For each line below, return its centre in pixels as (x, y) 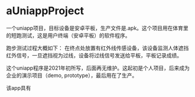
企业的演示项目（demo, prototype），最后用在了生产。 (72, 75)
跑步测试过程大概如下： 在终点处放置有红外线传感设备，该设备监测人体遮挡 (97, 48)
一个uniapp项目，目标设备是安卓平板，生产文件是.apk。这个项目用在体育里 (97, 28)
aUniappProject (45, 11)
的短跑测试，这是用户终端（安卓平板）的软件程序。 (68, 35)
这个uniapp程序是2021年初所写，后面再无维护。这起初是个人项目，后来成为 (98, 68)
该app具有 (19, 88)
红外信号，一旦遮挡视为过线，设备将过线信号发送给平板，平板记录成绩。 (94, 55)
